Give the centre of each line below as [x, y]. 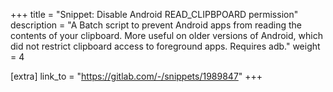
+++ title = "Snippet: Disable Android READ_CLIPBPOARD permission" [154, 14]
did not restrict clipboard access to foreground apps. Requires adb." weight [165, 46]
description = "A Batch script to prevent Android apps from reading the [156, 25]
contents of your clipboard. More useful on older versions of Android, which [166, 35]
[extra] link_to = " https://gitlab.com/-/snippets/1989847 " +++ [136, 76]
